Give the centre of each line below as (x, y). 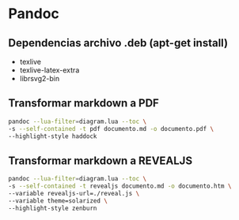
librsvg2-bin (40, 78)
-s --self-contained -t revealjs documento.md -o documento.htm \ (120, 186)
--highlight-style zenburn (53, 208)
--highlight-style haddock (53, 136)
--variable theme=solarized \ (58, 201)
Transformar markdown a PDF (84, 103)
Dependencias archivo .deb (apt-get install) (118, 43)
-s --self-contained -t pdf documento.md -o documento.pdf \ (111, 129)
